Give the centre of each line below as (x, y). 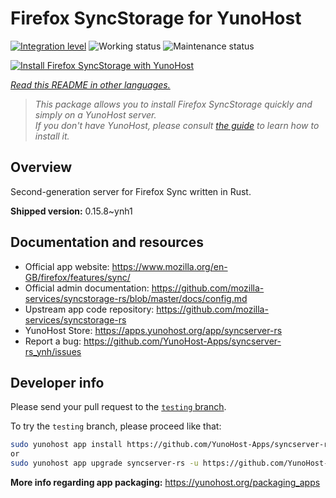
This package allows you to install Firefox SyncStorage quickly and (173, 104)
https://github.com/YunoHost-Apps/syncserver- (182, 341)
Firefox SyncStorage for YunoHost (156, 18)
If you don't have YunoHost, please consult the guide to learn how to (177, 125)
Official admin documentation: (87, 288)
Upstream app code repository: (89, 309)
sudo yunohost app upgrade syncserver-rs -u (104, 463)
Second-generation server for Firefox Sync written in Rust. (131, 191)
